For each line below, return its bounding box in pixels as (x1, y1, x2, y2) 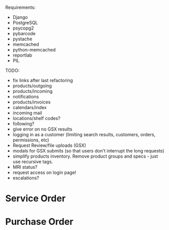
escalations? (12, 175, 39, 181)
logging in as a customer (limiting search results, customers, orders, (12, 132, 156, 137)
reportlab (12, 52, 32, 58)
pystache (12, 36, 33, 42)
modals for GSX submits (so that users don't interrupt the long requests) (12, 148, 164, 154)
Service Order (5, 193, 66, 205)
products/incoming (12, 88, 53, 94)
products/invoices (12, 99, 51, 105)
